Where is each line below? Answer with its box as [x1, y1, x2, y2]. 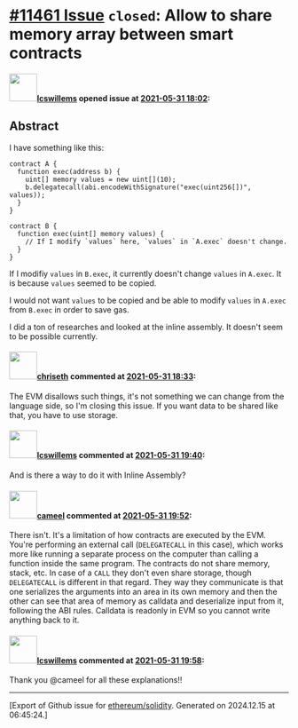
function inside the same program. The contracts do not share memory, [9, 558, 271, 569]
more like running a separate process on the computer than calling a [9, 549, 259, 559]
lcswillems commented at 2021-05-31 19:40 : [36, 450, 206, 461]
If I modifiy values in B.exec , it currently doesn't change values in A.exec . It [9, 268, 282, 279]
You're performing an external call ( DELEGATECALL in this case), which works [9, 539, 284, 550]
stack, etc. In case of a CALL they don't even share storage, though [9, 567, 252, 578]
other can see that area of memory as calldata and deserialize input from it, [9, 596, 285, 606]
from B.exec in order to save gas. [9, 304, 130, 315]
